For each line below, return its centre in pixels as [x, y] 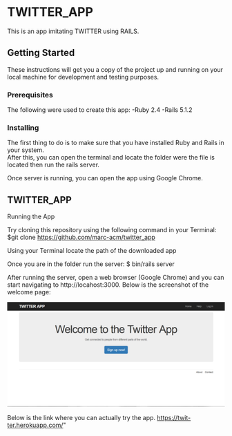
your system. [26, 150]
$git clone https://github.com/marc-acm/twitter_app [81, 237]
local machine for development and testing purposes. [83, 77]
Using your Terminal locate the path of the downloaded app [92, 251]
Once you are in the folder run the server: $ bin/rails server [91, 264]
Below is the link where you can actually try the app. [81, 418]
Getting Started [41, 53]
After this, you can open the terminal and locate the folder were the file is [111, 158]
